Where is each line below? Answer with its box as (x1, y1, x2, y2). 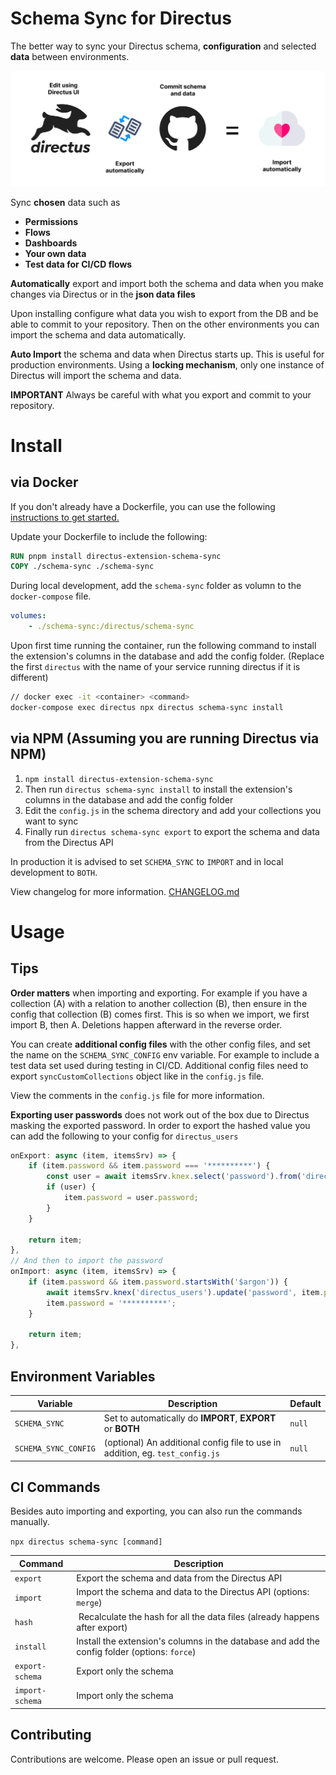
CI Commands (10, 1478, 101, 1496)
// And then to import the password (10, 1256, 163, 1266)
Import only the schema (76, 1689, 174, 1701)
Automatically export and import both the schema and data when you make (10, 277, 325, 289)
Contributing (10, 1727, 92, 1744)
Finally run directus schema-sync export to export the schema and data (24, 825, 320, 837)
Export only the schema (76, 1665, 174, 1677)
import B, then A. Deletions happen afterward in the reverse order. (10, 1018, 283, 1031)
